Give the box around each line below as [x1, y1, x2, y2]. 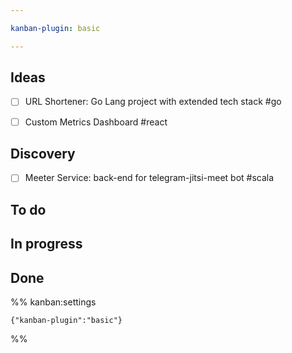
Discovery [10, 145, 76, 162]
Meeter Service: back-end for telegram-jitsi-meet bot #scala [24, 172, 275, 184]
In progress [10, 236, 83, 253]
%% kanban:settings [10, 296, 97, 308]
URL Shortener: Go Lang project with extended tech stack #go [24, 96, 282, 108]
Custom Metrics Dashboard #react [24, 116, 168, 128]
